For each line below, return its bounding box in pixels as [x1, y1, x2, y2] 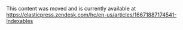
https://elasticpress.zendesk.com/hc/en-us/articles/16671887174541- [6, 11, 177, 18]
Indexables [6, 18, 33, 24]
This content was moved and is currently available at [6, 5, 136, 12]
